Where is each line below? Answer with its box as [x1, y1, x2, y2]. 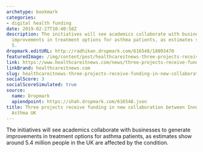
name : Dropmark [11, 93, 50, 99]
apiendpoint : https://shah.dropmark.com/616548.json [11, 98, 147, 104]
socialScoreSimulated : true [6, 82, 77, 88]
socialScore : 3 [6, 76, 45, 82]
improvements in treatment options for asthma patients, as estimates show [6, 133, 192, 140]
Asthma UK [11, 110, 36, 116]
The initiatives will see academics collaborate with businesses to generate [6, 126, 191, 133]
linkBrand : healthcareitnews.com [6, 65, 91, 71]
